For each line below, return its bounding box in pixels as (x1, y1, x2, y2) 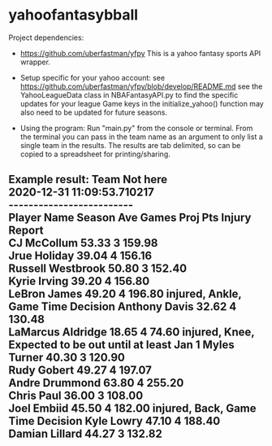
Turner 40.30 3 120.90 (8, 351, 126, 365)
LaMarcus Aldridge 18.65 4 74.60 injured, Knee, (8, 326, 255, 339)
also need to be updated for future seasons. (19, 107, 168, 117)
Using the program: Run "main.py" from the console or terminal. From (19, 123, 253, 133)
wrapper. (19, 57, 51, 67)
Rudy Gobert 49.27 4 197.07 (8, 364, 153, 378)
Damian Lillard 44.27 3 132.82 (8, 427, 162, 441)
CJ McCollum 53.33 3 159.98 (8, 236, 158, 250)
